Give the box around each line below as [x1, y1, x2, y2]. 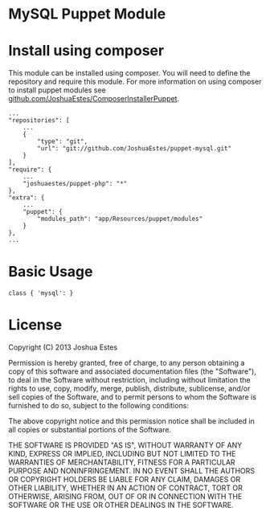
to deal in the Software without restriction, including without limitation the [8, 375, 251, 384]
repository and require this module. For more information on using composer [8, 77, 262, 87]
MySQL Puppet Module [8, 5, 166, 23]
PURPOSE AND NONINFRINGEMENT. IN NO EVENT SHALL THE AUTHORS [8, 466, 256, 475]
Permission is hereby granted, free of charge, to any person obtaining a [8, 358, 245, 367]
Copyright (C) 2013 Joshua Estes [8, 342, 118, 352]
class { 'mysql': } [8, 289, 74, 297]
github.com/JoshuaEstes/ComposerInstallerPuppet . [8, 94, 179, 104]
